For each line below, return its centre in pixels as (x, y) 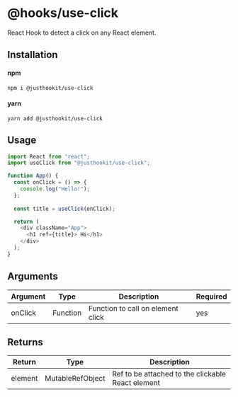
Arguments (33, 276)
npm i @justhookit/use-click (50, 88)
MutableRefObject (75, 379)
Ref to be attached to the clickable (169, 374)
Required (211, 297)
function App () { (33, 176)
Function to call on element (133, 308)
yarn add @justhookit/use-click (55, 118)
